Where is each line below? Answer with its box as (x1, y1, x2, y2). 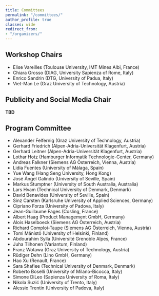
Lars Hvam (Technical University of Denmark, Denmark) (12, 187, 131, 193)
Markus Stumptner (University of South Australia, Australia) (12, 181, 138, 188)
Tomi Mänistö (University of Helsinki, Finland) (12, 230, 109, 236)
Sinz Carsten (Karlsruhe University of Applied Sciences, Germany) (12, 197, 153, 203)
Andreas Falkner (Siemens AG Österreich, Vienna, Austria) (12, 159, 136, 165)
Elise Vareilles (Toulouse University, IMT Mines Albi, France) (12, 64, 140, 70)
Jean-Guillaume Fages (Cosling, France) (12, 209, 98, 215)
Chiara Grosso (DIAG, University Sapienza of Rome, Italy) (12, 69, 134, 76)
